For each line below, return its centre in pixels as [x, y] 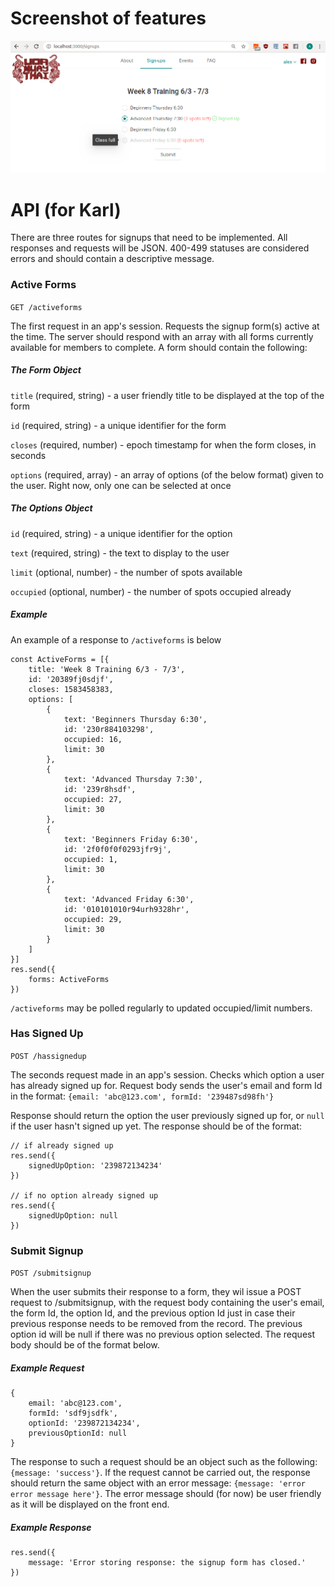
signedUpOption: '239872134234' [95, 1165]
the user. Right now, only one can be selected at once [121, 485]
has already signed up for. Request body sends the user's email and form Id [166, 1085]
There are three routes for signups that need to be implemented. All [149, 238]
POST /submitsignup [51, 1273]
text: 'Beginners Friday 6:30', [131, 839]
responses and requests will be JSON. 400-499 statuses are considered [160, 248]
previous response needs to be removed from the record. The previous [156, 1324]
